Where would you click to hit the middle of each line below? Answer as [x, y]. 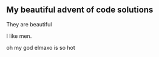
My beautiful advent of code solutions [80, 10]
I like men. [19, 36]
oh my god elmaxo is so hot [41, 47]
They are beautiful [29, 24]
